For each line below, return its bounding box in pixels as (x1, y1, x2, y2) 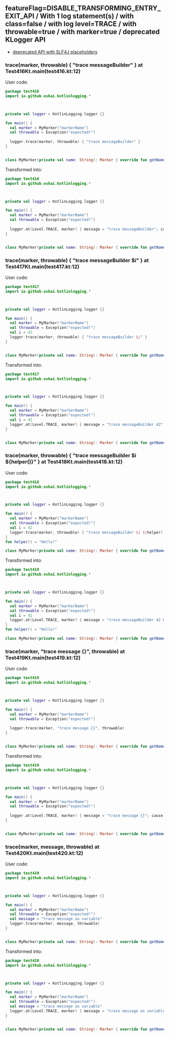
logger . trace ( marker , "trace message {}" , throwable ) (10, 726, 125, 731)
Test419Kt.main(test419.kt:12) (5, 654, 81, 661)
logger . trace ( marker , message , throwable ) (10, 921, 100, 926)
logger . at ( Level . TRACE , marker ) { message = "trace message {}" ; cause (10, 813, 163, 819)
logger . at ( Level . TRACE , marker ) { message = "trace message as (10, 1008, 145, 1013)
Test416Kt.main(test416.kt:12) (5, 67, 81, 75)
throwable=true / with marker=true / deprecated (5, 28, 160, 36)
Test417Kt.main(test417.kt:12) (5, 263, 79, 270)
